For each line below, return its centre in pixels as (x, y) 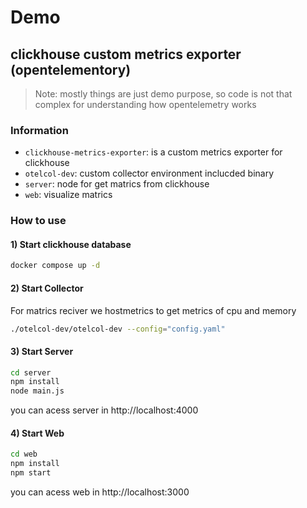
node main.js (37, 391)
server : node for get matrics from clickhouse (117, 184)
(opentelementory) (71, 69)
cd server (31, 372)
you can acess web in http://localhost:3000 (100, 492)
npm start (31, 473)
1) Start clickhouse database (71, 244)
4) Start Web (37, 433)
